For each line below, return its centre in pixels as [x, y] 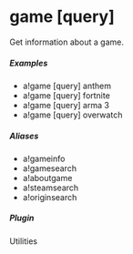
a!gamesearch [50, 168]
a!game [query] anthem [67, 86]
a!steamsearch [51, 188]
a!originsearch [50, 197]
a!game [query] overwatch [72, 115]
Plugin [22, 218]
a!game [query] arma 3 [66, 105]
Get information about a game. [67, 42]
